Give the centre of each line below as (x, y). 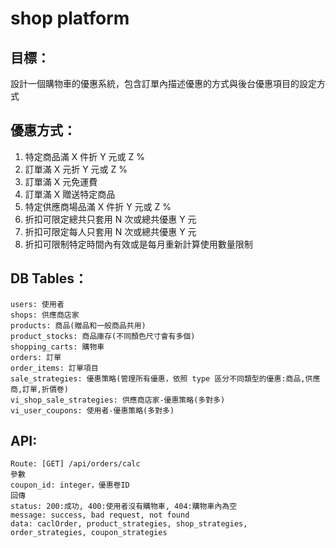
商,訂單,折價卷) (39, 389)
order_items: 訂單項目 (54, 368)
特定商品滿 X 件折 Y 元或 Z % (85, 156)
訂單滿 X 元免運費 (61, 181)
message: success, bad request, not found (100, 515)
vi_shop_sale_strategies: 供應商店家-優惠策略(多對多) (118, 400)
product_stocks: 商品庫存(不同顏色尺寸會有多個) (103, 336)
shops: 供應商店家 (45, 315)
